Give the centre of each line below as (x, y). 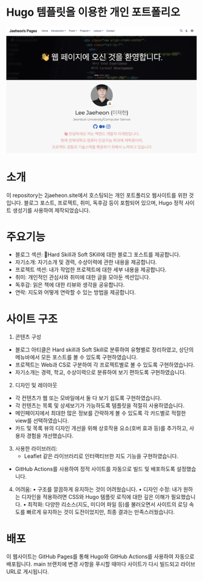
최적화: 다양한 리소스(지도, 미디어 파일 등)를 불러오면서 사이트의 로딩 (108, 504)
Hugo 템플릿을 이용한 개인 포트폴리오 (93, 12)
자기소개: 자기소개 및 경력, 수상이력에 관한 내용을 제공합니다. (86, 262)
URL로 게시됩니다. (28, 572)
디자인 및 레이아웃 (36, 385)
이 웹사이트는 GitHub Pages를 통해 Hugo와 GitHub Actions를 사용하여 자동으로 (100, 557)
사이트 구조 (32, 319)
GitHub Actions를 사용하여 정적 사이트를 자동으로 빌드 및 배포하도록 (95, 469)
